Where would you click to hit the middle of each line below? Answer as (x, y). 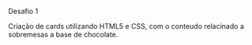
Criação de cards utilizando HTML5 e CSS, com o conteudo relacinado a (126, 26)
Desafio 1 (23, 11)
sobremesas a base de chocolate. (63, 35)
